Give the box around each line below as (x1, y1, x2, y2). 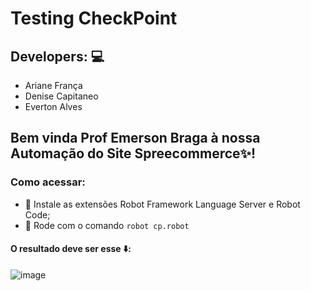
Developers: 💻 (10, 48, 105, 65)
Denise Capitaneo (24, 90, 99, 102)
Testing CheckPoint (10, 7, 178, 30)
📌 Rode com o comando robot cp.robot (24, 219, 190, 231)
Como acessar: (10, 175, 86, 189)
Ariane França (24, 80, 83, 91)
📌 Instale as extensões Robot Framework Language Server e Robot (24, 198, 301, 210)
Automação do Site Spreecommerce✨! (10, 145, 256, 162)
